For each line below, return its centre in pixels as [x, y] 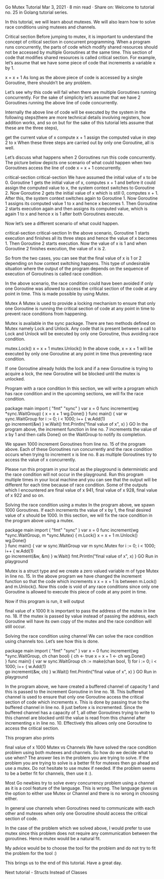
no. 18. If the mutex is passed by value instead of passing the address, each [82, 616]
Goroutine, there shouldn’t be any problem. [48, 83]
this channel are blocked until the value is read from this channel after [75, 718]
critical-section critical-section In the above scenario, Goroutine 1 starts [77, 233]
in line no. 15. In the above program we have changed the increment [73, 576]
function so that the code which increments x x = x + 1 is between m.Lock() [81, 581]
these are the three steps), [32, 128]
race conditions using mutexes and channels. [51, 27]
